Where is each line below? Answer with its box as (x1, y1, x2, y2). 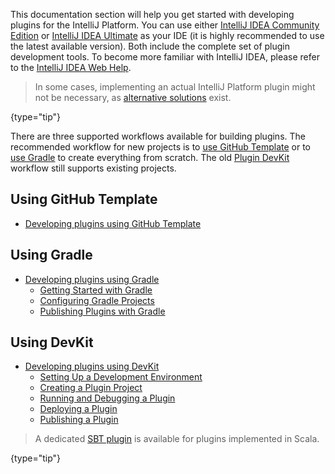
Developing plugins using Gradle (24, 273, 160, 285)
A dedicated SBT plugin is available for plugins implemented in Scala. (34, 433, 320, 445)
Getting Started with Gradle (39, 284, 153, 296)
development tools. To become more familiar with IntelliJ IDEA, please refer (10, 51, 320, 63)
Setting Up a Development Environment (39, 371, 203, 383)
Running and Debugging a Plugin (39, 392, 176, 404)
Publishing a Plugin (39, 414, 119, 426)
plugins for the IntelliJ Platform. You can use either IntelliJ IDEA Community (10, 19, 320, 31)
